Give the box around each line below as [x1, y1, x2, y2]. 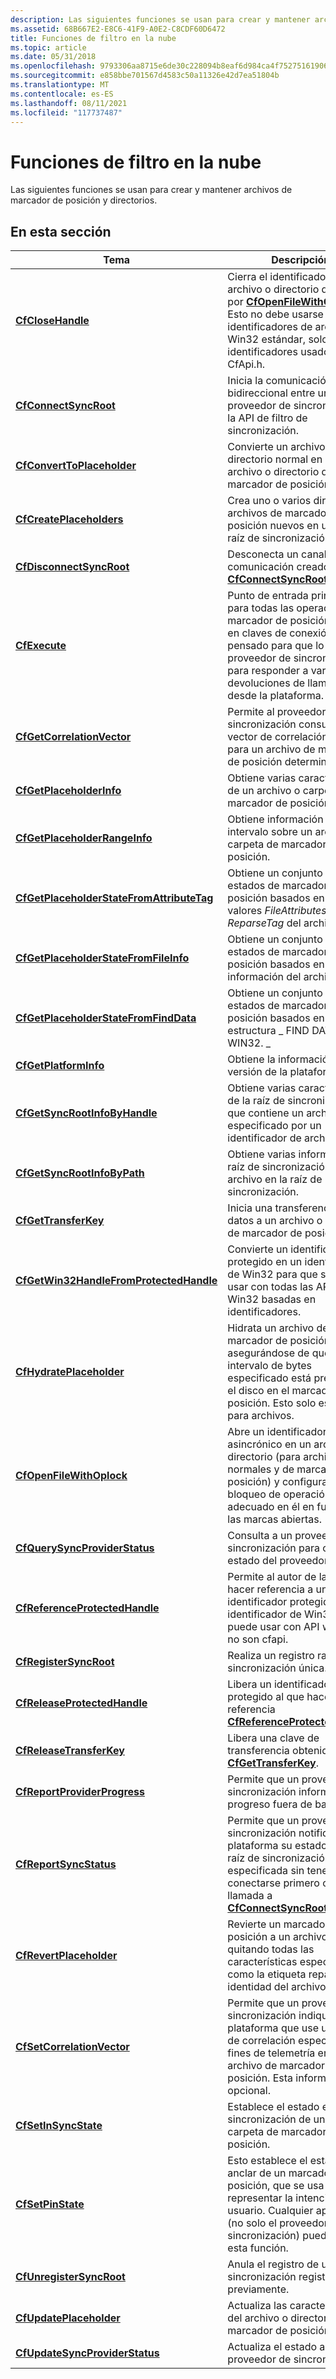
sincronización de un [227, 2112, 326, 2126]
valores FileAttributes [227, 904, 327, 918]
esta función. [227, 2241, 289, 2255]
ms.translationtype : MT [10, 80, 110, 90]
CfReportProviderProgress [15, 1785, 145, 1799]
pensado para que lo [227, 639, 325, 653]
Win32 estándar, [227, 332, 307, 346]
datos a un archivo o [227, 1214, 323, 1228]
